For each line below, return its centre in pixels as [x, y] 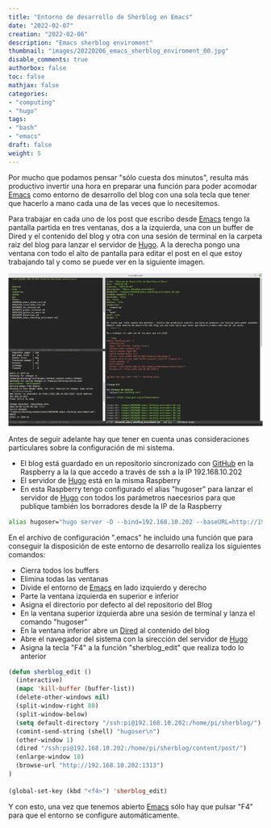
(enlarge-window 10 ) [50, 757]
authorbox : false [38, 69]
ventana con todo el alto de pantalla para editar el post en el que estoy [125, 253]
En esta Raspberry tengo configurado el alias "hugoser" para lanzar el [136, 489]
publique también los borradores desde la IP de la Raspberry [121, 506]
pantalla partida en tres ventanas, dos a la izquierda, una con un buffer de [131, 227]
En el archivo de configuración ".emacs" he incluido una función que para [131, 537]
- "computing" [32, 102]
